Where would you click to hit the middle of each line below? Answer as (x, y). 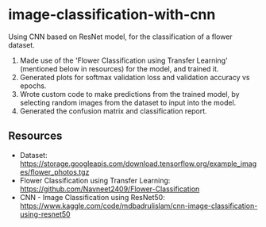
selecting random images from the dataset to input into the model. (128, 102)
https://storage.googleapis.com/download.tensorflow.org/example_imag (138, 164)
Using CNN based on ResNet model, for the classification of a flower (120, 37)
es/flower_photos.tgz (54, 171)
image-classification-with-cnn (112, 15)
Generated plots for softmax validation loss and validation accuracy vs (135, 77)
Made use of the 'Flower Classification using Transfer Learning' (123, 60)
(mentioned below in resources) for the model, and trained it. (119, 68)
